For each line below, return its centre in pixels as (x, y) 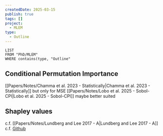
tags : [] (14, 19)
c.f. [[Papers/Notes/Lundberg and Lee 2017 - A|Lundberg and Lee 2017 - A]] (81, 123)
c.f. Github (15, 128)
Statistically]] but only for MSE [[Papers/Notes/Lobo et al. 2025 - (70, 91)
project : (14, 23)
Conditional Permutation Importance (62, 74)
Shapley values (29, 111)
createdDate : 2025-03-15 (30, 10)
